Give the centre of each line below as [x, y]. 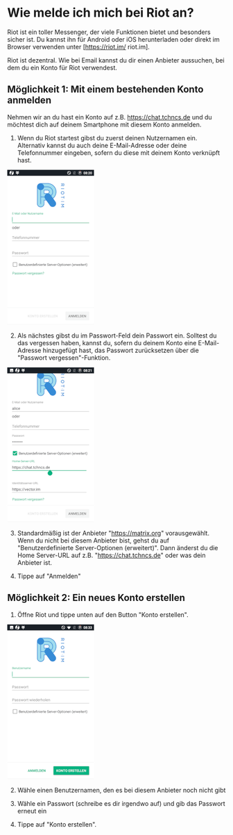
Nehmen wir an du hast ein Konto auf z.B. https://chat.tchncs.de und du [110, 117]
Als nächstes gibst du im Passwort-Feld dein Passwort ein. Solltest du [117, 336]
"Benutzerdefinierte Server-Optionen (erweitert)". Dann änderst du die [118, 547]
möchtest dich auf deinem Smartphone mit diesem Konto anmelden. [104, 124]
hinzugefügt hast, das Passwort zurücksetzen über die [121, 350]
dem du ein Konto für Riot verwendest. [62, 67]
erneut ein [32, 811]
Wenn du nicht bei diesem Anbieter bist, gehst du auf [93, 540]
